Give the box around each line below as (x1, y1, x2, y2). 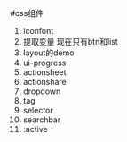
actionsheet (22, 67, 67, 78)
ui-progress (22, 57, 67, 68)
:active (22, 124, 48, 134)
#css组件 (10, 8, 44, 18)
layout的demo (22, 47, 75, 58)
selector (22, 105, 54, 115)
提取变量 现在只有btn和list (22, 37, 118, 46)
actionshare (22, 77, 67, 87)
